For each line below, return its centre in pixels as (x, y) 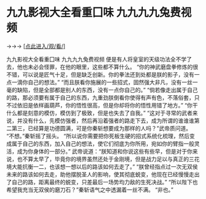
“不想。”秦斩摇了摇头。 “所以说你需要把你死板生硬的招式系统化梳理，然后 (98, 136)
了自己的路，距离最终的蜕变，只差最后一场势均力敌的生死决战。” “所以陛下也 (102, 182)
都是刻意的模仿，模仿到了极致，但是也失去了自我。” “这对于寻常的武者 (105, 113)
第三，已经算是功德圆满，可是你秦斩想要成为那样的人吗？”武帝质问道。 (101, 128)
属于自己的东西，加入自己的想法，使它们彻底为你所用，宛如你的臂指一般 (103, 143)
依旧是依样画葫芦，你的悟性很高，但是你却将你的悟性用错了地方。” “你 (105, 105)
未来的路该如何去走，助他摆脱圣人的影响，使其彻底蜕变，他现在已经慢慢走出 (103, 174)
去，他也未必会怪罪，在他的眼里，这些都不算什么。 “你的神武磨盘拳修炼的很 (102, 67)
